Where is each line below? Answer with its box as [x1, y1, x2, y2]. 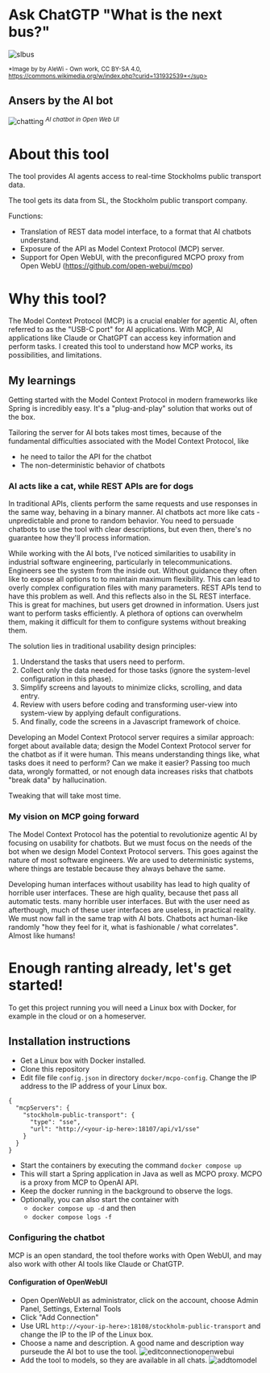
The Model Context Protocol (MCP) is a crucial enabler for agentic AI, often [8, 316, 258, 326]
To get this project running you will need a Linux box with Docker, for [8, 1002, 237, 1012]
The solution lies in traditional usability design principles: [8, 641, 197, 651]
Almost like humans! [8, 931, 76, 940]
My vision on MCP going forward [8, 811, 139, 823]
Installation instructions [8, 1035, 131, 1048]
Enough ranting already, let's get [8, 959, 232, 977]
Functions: [8, 211, 44, 221]
